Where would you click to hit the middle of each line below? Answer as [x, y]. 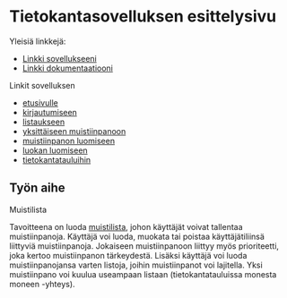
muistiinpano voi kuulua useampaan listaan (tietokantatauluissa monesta [143, 274]
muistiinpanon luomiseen [68, 140]
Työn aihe [37, 188]
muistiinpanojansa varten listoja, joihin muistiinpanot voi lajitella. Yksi [136, 265]
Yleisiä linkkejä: [38, 41]
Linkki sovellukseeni [59, 58]
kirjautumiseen [50, 112]
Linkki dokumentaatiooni [68, 68]
